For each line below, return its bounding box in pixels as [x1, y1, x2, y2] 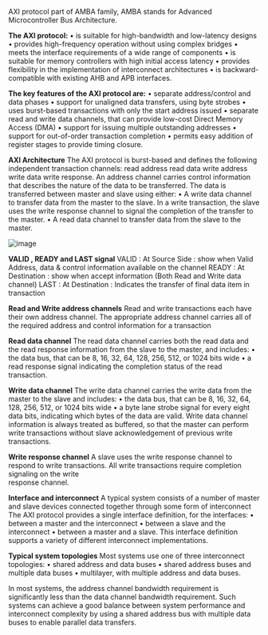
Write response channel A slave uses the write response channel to [8, 452, 233, 461]
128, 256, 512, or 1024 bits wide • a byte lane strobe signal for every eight [8, 403, 250, 412]
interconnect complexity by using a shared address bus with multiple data [8, 609, 251, 618]
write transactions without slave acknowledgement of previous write [8, 428, 233, 437]
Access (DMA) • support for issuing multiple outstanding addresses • [8, 123, 237, 132]
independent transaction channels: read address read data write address [8, 164, 248, 173]
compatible [8, 74, 45, 82]
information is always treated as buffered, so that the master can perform [8, 420, 250, 429]
